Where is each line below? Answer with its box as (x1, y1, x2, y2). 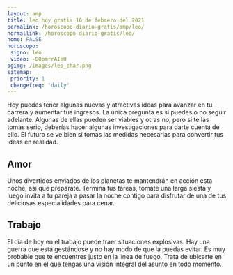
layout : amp (7, 10, 42, 17)
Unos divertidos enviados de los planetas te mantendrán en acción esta (7, 177, 213, 185)
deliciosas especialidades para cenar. (7, 199, 115, 207)
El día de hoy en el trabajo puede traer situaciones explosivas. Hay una (7, 237, 210, 246)
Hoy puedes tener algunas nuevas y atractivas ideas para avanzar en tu (7, 101, 213, 109)
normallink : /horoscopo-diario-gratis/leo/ (7, 29, 136, 37)
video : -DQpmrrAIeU (10, 56, 67, 63)
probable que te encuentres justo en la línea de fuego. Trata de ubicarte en (7, 252, 223, 260)
